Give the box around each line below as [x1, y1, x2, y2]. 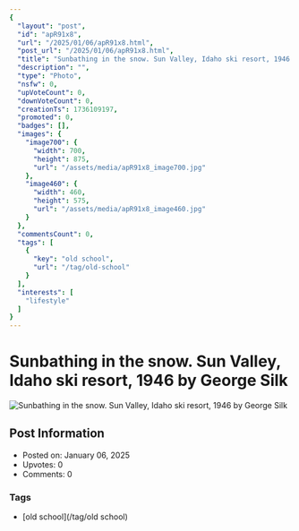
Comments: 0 [21, 468, 73, 479]
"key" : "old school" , [32, 254, 115, 264]
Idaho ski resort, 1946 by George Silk [9, 371, 288, 390]
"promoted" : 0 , [17, 113, 74, 122]
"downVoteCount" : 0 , [17, 96, 94, 106]
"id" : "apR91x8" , [17, 30, 82, 39]
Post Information [9, 426, 105, 441]
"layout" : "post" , [17, 21, 87, 30]
